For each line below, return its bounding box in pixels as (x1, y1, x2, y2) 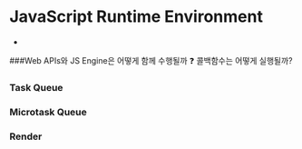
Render (9, 130, 43, 143)
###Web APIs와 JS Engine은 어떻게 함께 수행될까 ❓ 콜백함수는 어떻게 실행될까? (9, 55, 293, 65)
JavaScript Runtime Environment (9, 6, 263, 27)
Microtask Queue (9, 105, 88, 118)
